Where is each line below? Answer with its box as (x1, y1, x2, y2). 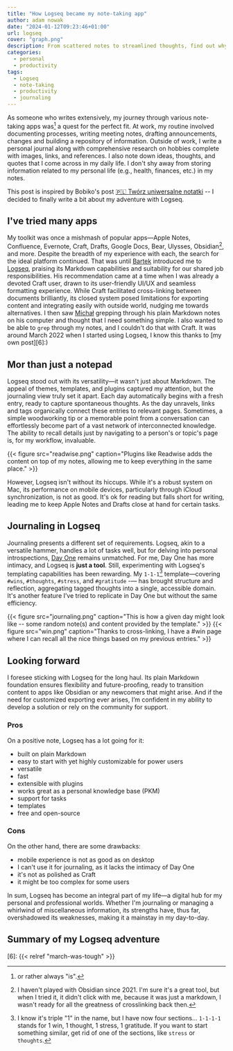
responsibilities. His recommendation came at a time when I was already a (7, 272, 219, 280)
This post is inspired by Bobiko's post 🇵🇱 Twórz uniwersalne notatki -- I (7, 187, 214, 196)
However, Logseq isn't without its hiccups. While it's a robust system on (7, 477, 213, 486)
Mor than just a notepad (7, 358, 113, 370)
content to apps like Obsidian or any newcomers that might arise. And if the (7, 688, 223, 697)
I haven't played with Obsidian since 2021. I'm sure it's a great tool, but (17, 986, 220, 994)
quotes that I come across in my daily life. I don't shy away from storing (7, 159, 212, 167)
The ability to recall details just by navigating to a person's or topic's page (7, 429, 218, 437)
